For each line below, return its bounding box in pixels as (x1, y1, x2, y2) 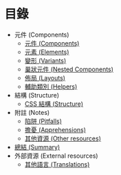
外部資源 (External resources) (14, 151, 98, 160)
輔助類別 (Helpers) (24, 82, 78, 91)
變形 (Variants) (24, 56, 67, 64)
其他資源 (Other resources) (24, 134, 102, 142)
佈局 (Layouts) (24, 73, 66, 82)
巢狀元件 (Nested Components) (24, 65, 114, 73)
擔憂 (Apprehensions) (24, 125, 87, 133)
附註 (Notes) (14, 108, 50, 116)
